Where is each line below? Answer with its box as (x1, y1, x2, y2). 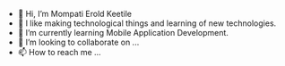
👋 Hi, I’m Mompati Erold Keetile (17, 9, 133, 19)
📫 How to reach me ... (17, 47, 101, 57)
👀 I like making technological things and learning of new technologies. (17, 18, 277, 29)
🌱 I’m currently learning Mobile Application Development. (17, 28, 229, 37)
